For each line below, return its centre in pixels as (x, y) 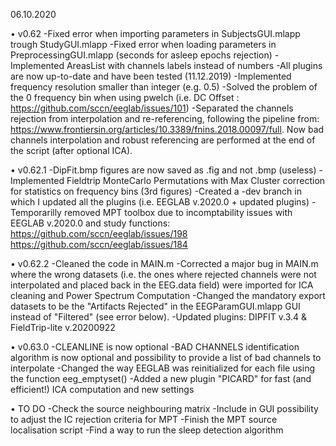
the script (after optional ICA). (71, 150)
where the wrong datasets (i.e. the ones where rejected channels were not (163, 274)
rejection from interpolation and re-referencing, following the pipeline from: (165, 118)
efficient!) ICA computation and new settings (102, 389)
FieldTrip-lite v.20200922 (63, 327)
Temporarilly (36, 212)
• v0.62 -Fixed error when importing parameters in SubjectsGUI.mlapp (155, 33)
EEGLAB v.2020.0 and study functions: (90, 223)
